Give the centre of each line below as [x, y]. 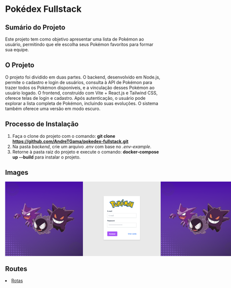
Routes [16, 269]
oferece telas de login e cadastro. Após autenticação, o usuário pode [75, 98]
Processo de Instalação [42, 124]
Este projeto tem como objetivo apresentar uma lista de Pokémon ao [75, 39]
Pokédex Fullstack [43, 9]
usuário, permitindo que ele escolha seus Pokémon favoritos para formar [79, 44]
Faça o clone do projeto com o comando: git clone [64, 136]
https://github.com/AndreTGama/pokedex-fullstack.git [70, 141]
